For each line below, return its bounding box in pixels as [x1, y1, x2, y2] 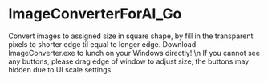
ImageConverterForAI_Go [8, 5, 182, 23]
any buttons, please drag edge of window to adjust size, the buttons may [8, 57, 250, 66]
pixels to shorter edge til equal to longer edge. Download [8, 39, 197, 49]
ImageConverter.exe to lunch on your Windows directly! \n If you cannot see [8, 48, 261, 57]
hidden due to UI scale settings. [8, 64, 114, 74]
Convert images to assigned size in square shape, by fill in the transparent [8, 31, 254, 41]
